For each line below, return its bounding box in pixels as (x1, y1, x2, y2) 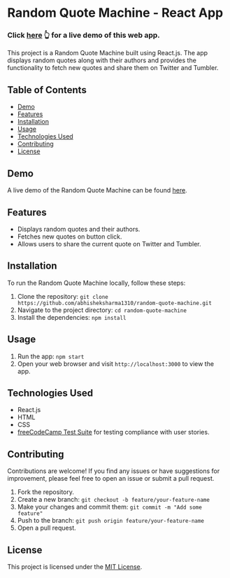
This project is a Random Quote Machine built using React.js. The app (7, 49, 208, 57)
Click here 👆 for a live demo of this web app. (7, 30, 161, 40)
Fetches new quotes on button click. (17, 232, 122, 241)
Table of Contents (7, 84, 87, 96)
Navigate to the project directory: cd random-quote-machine (17, 306, 187, 314)
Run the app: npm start (17, 352, 85, 360)
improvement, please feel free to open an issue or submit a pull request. (7, 474, 215, 483)
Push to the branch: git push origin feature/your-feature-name (17, 516, 205, 525)
